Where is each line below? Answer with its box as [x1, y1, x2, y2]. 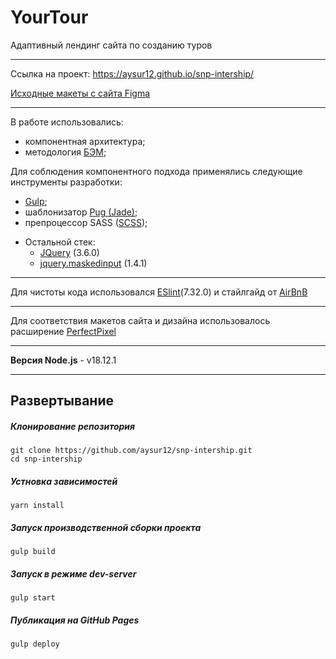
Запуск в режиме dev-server [10, 567, 137, 580]
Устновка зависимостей [10, 475, 118, 487]
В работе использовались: [10, 116, 124, 128]
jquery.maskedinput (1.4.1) [39, 257, 148, 269]
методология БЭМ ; [24, 146, 107, 158]
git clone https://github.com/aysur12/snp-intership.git [10, 446, 253, 456]
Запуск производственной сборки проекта [10, 521, 202, 533]
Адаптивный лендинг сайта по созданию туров [10, 39, 213, 51]
